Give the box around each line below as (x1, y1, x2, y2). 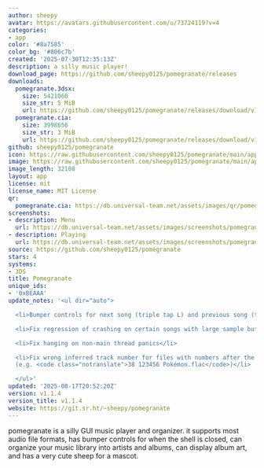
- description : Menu (8, 216, 76, 224)
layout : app (8, 172, 47, 181)
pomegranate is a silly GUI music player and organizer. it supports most (8, 426, 240, 435)
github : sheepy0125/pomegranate (8, 143, 114, 151)
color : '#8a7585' (8, 41, 65, 49)
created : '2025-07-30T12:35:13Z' (8, 56, 118, 64)
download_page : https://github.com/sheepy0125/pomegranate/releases (8, 70, 237, 78)
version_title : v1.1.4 (8, 396, 82, 405)
